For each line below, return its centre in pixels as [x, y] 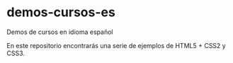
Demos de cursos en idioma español [60, 32]
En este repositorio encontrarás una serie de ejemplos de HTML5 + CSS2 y [116, 45]
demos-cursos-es [61, 12]
